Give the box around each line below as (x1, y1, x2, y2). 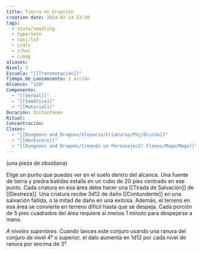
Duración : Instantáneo (6, 109, 63, 115)
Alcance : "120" (6, 82, 44, 88)
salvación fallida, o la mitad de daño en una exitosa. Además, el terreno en (6, 197, 191, 204)
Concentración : (6, 121, 44, 127)
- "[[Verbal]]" (11, 93, 50, 99)
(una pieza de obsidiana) (6, 159, 68, 166)
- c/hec (11, 48, 31, 54)
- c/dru (11, 43, 31, 49)
